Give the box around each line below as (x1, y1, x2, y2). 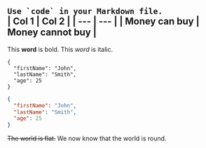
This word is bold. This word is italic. (7, 45, 114, 53)
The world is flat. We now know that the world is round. (7, 134, 167, 143)
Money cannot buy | (7, 27, 97, 39)
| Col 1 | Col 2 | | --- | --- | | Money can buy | (7, 15, 200, 27)
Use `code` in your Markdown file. (7, 6, 163, 17)
